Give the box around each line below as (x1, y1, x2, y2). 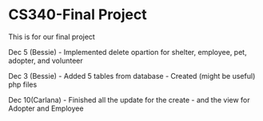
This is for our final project (8, 32, 96, 41)
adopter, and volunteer (8, 56, 83, 65)
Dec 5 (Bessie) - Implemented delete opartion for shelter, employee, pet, (8, 47, 247, 57)
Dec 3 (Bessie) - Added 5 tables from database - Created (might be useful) (8, 71, 256, 80)
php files (8, 80, 38, 89)
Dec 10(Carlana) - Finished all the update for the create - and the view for (8, 95, 250, 104)
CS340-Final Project (8, 6, 147, 24)
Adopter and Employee (8, 103, 84, 113)
